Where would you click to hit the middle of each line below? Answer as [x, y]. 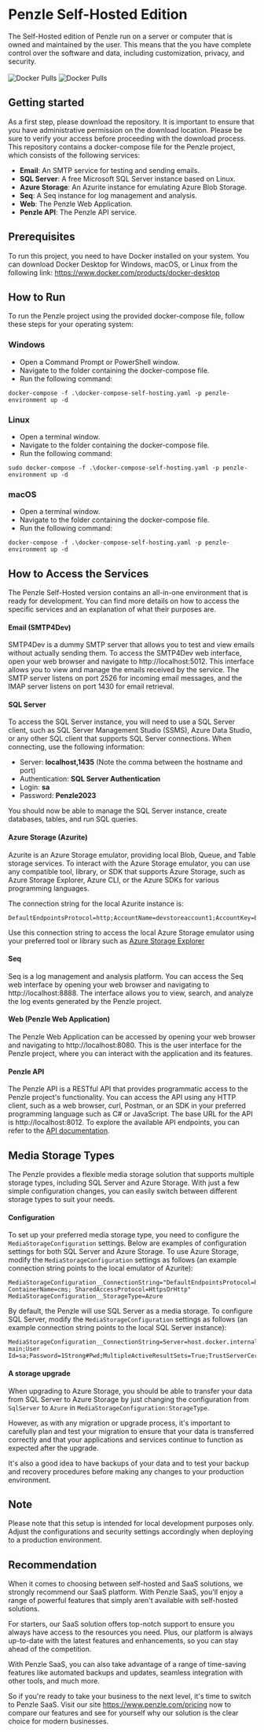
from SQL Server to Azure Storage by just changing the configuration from [128, 1399]
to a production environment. [55, 1540]
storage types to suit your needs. [62, 1200]
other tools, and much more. [54, 1681]
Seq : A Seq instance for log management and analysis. [108, 195]
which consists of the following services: [74, 155]
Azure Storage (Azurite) [48, 837]
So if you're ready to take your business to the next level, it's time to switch [130, 1697]
